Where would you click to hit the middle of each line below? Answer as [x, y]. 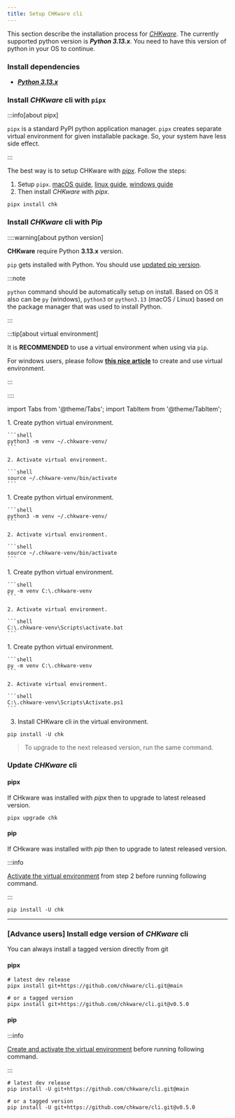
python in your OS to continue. [51, 48]
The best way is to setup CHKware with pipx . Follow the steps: [97, 171]
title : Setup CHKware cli [45, 14]
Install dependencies [44, 66]
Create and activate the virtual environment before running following [106, 1049]
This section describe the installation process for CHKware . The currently [113, 34]
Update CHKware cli [42, 765]
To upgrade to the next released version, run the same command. [119, 747]
